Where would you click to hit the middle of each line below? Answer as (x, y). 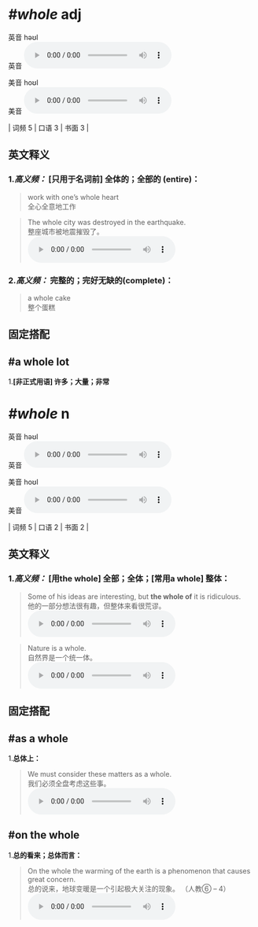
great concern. (52, 879)
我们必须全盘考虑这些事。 (69, 783)
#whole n (39, 414)
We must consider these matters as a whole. (99, 774)
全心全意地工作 (52, 206)
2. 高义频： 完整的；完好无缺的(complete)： (91, 280)
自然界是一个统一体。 (62, 657)
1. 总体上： (24, 758)
